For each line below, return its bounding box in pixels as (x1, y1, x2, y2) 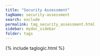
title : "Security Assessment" (5, 7, 70, 13)
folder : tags (5, 31, 33, 36)
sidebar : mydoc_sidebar (5, 26, 56, 32)
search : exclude (5, 17, 40, 22)
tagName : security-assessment (5, 12, 70, 17)
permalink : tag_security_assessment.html (5, 21, 95, 27)
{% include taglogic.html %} (5, 45, 65, 51)
